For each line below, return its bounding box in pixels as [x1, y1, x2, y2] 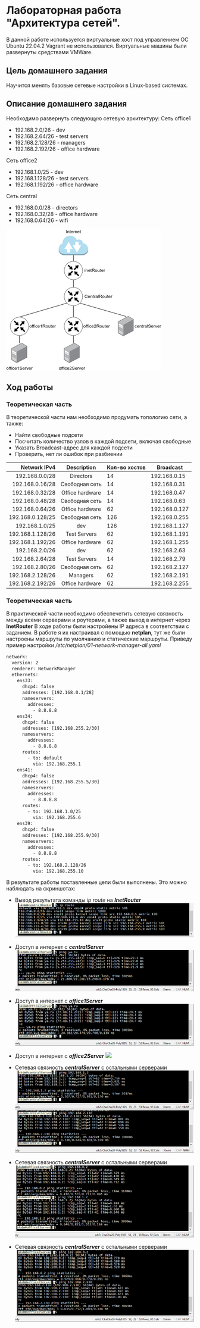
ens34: [17, 714, 33, 720]
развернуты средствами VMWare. [6, 48, 93, 55]
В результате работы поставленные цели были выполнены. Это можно [6, 879, 187, 886]
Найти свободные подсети [14, 432, 83, 439]
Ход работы [6, 382, 54, 392]
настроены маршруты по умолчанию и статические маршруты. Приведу [6, 635, 192, 643]
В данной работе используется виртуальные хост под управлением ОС [6, 36, 189, 43]
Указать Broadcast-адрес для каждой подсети [14, 444, 133, 451]
